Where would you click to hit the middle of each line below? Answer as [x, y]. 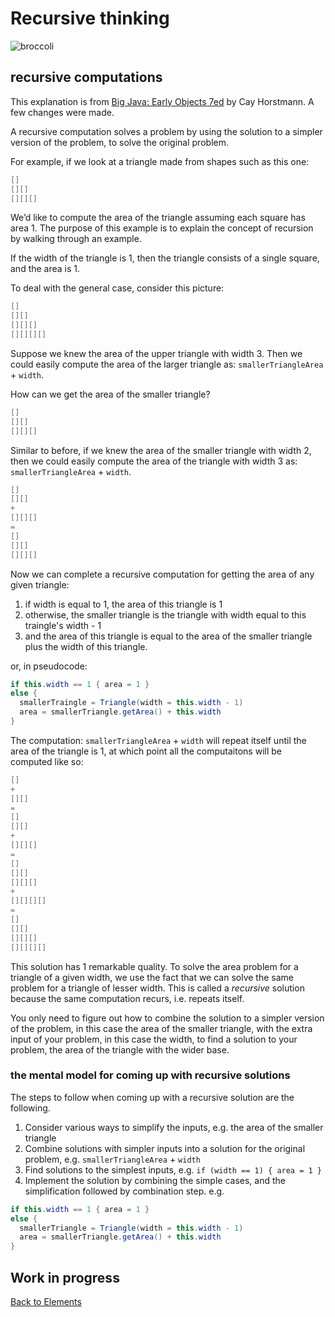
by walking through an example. [76, 239]
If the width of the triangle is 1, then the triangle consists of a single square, [165, 258]
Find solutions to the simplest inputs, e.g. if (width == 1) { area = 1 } [173, 1169]
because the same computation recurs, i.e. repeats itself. [127, 998]
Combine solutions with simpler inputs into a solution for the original [165, 1148]
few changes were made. [62, 112]
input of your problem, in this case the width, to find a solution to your [154, 1039]
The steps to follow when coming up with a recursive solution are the [152, 1097]
